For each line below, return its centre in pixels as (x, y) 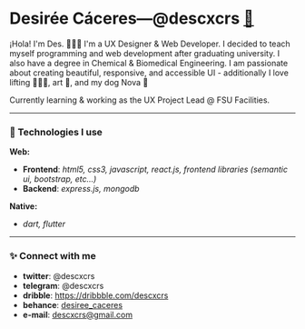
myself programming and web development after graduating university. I (144, 53)
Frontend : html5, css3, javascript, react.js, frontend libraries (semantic (155, 169)
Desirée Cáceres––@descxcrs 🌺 (132, 19)
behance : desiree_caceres (73, 304)
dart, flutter (44, 224)
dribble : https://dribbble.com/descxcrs (95, 295)
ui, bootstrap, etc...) (59, 179)
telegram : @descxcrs (63, 285)
